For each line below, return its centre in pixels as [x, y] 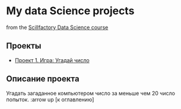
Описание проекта [43, 79]
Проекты [24, 46]
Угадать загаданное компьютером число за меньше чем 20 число [90, 93]
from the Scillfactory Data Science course [57, 27]
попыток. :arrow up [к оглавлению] [50, 100]
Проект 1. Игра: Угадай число [52, 60]
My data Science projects [70, 11]
